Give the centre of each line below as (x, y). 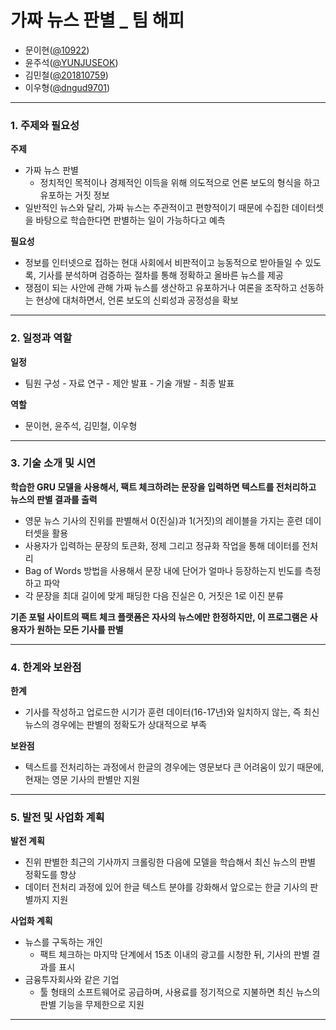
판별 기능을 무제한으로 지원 (92, 1005)
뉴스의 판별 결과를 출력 (54, 499)
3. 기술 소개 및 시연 (53, 463)
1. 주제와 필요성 (45, 125)
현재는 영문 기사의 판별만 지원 (82, 780)
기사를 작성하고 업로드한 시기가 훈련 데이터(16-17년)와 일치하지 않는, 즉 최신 (172, 712)
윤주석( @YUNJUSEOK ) (71, 62)
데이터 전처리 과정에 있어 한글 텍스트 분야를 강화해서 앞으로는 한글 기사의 (166, 887)
